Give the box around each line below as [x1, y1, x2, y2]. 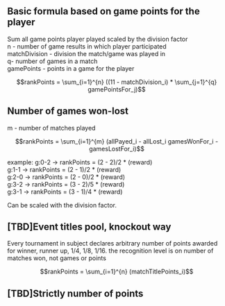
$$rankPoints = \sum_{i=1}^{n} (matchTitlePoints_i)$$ [40, 267, 194, 276]
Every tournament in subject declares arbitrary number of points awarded [7, 239, 218, 248]
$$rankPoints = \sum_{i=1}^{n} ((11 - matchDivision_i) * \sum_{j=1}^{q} [16, 78, 217, 86]
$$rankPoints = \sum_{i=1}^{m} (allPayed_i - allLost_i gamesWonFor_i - [15, 137, 219, 145]
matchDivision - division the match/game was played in [7, 49, 165, 58]
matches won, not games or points [7, 254, 106, 262]
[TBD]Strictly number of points [7, 287, 144, 299]
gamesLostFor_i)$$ [89, 144, 144, 153]
